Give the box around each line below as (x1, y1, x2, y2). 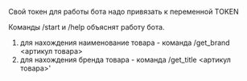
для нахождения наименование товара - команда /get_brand (19, 38, 231, 47)
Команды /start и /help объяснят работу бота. (8, 22, 165, 31)
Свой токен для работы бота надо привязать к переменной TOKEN (8, 7, 239, 16)
